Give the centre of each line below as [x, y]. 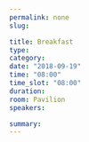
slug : [19, 26]
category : [28, 59]
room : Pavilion [37, 99]
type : [19, 50]
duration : [28, 91]
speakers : [28, 107]
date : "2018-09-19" [45, 67]
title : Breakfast [41, 42]
